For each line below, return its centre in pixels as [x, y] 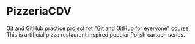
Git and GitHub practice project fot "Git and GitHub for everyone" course [97, 28]
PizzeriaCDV [39, 11]
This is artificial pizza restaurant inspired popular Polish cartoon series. [96, 34]
